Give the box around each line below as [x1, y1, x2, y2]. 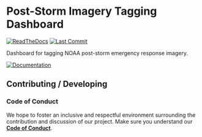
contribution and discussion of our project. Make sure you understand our [6, 117, 193, 125]
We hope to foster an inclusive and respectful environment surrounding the [6, 111, 196, 119]
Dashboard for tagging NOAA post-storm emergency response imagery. [6, 49, 189, 56]
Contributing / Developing [6, 79, 108, 89]
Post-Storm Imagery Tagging [6, 4, 157, 18]
